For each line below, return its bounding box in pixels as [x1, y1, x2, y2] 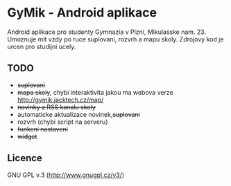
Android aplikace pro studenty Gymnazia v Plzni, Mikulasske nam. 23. [7, 28, 207, 36]
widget [17, 132, 37, 140]
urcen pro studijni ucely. [7, 42, 76, 50]
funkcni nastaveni [17, 124, 68, 133]
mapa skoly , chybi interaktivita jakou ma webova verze [17, 88, 173, 96]
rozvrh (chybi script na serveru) [17, 118, 108, 126]
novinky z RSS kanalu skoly [17, 102, 96, 111]
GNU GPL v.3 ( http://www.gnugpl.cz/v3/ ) [7, 171, 125, 179]
